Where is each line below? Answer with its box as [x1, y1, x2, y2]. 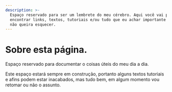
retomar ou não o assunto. [5, 82, 61, 88]
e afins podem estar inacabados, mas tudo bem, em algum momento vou [5, 77, 160, 83]
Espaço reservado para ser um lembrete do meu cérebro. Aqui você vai [10, 12, 164, 17]
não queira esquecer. [10, 22, 56, 27]
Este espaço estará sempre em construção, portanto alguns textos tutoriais [5, 71, 164, 77]
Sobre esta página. [5, 44, 88, 56]
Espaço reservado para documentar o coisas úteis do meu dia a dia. [5, 61, 149, 67]
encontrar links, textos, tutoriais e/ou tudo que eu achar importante [10, 17, 166, 22]
